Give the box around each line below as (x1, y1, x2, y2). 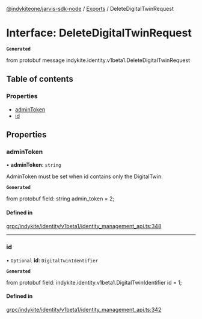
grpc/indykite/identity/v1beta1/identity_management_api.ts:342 (6, 306, 162, 314)
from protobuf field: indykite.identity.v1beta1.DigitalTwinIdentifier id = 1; (6, 279, 182, 286)
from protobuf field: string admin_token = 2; (6, 195, 115, 202)
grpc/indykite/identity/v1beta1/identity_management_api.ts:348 (6, 222, 162, 229)
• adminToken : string (6, 161, 61, 169)
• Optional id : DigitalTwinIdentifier (6, 256, 98, 264)
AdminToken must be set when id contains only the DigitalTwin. (6, 173, 164, 180)
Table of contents (6, 74, 73, 84)
